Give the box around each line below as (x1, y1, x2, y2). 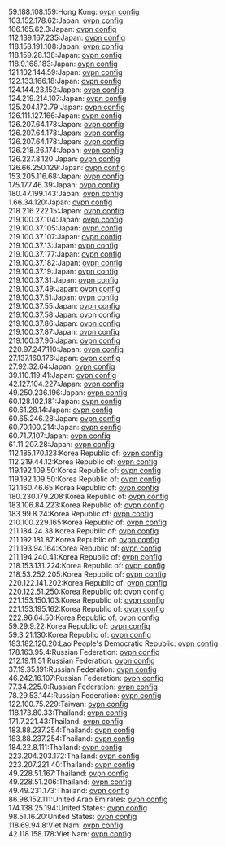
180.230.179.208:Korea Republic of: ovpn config (8, 492, 169, 501)
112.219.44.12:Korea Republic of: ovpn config (8, 457, 158, 467)
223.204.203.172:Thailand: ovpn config (8, 751, 140, 761)
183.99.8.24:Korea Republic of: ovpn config (8, 509, 154, 518)
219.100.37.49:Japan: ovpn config (8, 284, 120, 293)
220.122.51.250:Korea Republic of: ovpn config (8, 586, 165, 596)
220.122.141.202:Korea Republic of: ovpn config (8, 578, 167, 587)
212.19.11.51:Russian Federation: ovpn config (8, 656, 156, 665)
